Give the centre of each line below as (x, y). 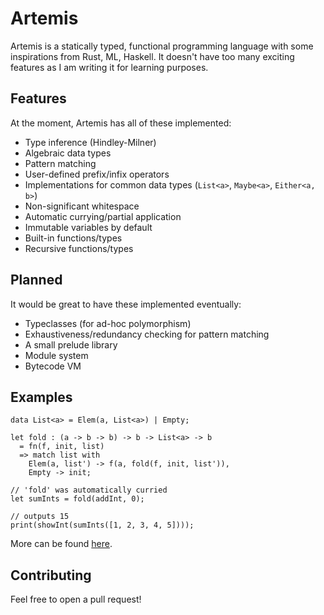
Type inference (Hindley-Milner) (90, 142)
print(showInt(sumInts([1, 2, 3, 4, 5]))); (102, 525)
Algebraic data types (68, 153)
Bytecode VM (53, 366)
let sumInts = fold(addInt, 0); (77, 499)
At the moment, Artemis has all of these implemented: (121, 123)
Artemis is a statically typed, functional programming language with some (162, 46)
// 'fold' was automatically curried (89, 490)
